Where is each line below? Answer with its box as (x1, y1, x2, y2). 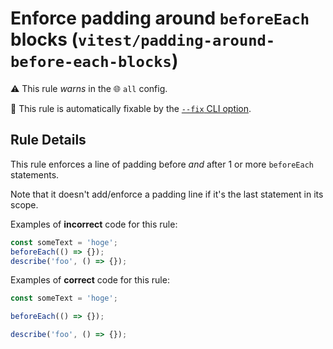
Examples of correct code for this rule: (10, 274, 170, 286)
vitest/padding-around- (78, 32, 276, 51)
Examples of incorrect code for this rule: (10, 218, 178, 230)
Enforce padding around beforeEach (10, 7, 310, 30)
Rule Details (10, 132, 87, 149)
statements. (10, 168, 60, 181)
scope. (10, 198, 39, 211)
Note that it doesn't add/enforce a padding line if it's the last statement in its (10, 188, 324, 200)
